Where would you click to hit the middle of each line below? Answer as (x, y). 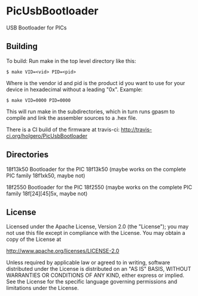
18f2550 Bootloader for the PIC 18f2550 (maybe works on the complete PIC (99, 187)
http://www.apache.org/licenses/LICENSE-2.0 (63, 251)
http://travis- (136, 129)
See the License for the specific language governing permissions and (92, 282)
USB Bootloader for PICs (36, 28)
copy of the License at (34, 239)
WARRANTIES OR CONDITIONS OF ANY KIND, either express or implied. (95, 275)
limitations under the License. (42, 288)
